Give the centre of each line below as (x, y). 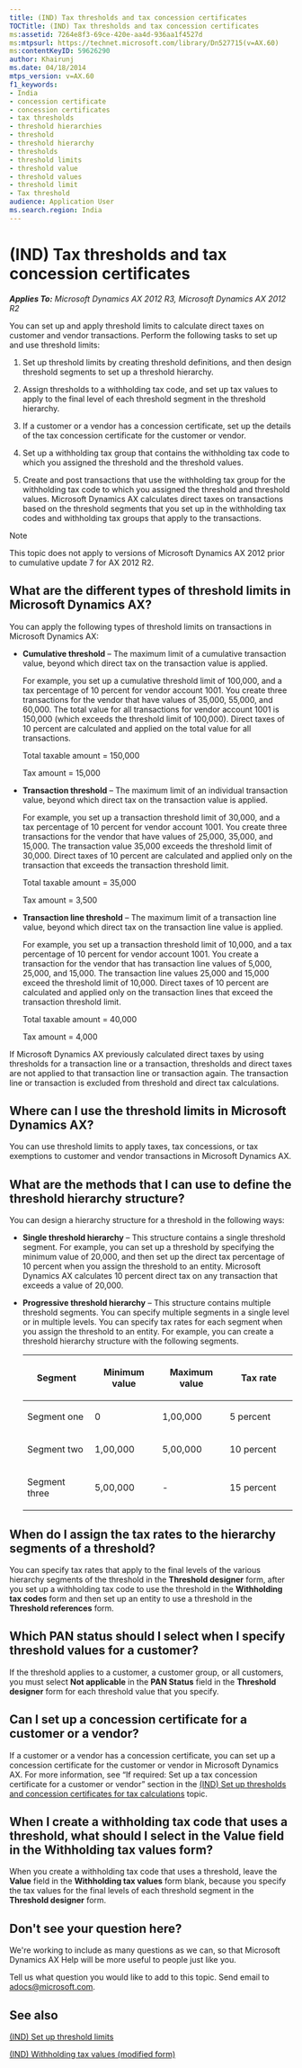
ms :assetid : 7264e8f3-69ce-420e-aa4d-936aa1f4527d (106, 34)
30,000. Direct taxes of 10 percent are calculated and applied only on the (157, 855)
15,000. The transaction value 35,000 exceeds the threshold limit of (147, 846)
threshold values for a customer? (104, 1651)
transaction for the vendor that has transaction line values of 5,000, (147, 963)
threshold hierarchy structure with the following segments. (131, 1341)
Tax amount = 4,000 (60, 1037)
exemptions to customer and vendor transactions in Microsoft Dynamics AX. (151, 1156)
